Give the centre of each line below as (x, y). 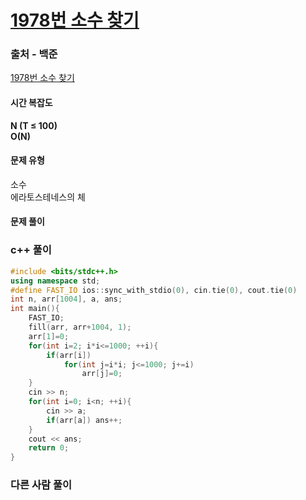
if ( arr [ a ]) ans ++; (84, 420)
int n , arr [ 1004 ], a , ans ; (66, 299)
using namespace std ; (55, 281)
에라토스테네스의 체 (48, 197)
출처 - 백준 (34, 54)
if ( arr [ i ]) (69, 355)
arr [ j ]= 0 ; (102, 374)
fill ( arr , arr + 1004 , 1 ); (80, 327)
